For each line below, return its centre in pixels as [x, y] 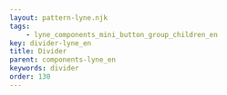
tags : [20, 26]
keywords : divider [44, 69]
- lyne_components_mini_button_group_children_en [122, 34]
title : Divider [38, 52]
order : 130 [30, 77]
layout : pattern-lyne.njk [58, 18]
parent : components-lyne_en [63, 60]
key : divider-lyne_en [51, 43]
